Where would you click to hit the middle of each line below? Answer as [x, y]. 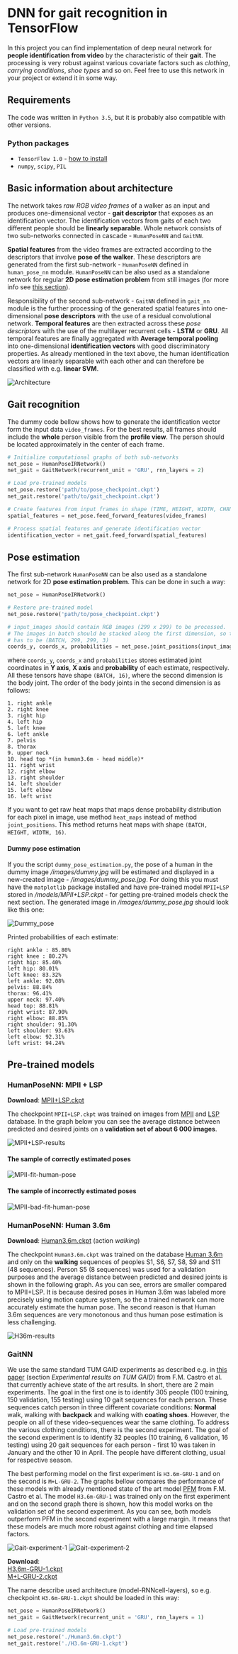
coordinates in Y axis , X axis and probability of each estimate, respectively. [118, 668]
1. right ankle [30, 703]
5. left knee [27, 728]
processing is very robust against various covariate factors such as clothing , [119, 62]
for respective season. [40, 1460]
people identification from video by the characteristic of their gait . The [112, 55]
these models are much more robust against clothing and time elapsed [110, 1526]
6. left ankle [28, 734]
